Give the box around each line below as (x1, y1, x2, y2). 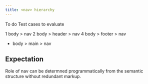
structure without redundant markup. (5, 73, 81, 79)
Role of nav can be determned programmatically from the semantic (5, 68, 143, 74)
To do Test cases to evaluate (5, 21, 64, 27)
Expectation (5, 55, 44, 63)
